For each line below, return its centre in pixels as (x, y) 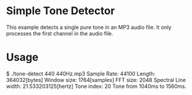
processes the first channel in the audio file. (60, 33)
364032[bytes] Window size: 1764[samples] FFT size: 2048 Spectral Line (96, 80)
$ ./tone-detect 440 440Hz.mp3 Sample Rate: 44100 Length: (81, 73)
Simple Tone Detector (61, 11)
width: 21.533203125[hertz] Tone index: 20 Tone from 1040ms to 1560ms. (96, 86)
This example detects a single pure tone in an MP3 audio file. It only (89, 27)
